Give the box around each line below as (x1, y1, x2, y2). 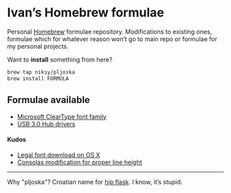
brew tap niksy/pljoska (7, 69, 76, 76)
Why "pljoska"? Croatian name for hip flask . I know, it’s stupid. (7, 177, 183, 186)
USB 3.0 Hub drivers (16, 120, 76, 128)
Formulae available (7, 94, 91, 106)
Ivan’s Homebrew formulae (7, 5, 164, 21)
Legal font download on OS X (16, 150, 101, 159)
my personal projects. (7, 42, 69, 50)
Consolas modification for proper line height (16, 158, 142, 166)
